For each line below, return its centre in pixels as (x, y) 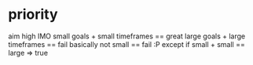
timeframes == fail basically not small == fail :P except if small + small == (126, 44)
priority (33, 14)
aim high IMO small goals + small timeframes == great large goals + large (127, 36)
